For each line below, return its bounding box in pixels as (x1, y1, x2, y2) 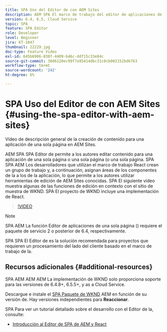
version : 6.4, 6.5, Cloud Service (5, 16, 77, 21)
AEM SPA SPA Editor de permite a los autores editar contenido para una (5, 151, 153, 157)
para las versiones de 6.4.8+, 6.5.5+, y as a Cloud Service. (5, 281, 126, 287)
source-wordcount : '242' (5, 68, 57, 73)
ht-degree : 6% (5, 72, 35, 77)
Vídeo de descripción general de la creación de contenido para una (5, 136, 144, 142)
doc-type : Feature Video (5, 49, 57, 54)
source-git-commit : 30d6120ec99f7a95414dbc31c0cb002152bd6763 (5, 58, 137, 63)
